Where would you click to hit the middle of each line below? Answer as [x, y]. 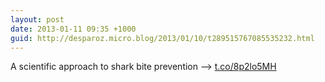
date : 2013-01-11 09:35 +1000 [73, 29]
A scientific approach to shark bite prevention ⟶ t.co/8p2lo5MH [143, 67]
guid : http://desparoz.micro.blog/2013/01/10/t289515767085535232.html [162, 38]
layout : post [37, 19]
